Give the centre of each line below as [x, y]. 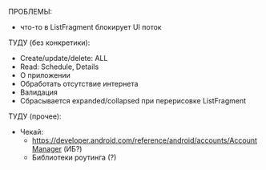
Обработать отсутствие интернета [79, 84]
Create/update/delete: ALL [64, 58]
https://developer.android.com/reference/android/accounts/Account [145, 140]
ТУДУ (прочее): [35, 116]
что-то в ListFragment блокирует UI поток [91, 27]
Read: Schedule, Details [59, 67]
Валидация [38, 92]
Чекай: [32, 132]
